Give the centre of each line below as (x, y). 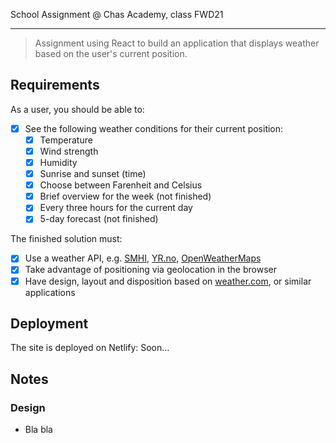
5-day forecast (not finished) (99, 219)
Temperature (66, 140)
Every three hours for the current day (116, 208)
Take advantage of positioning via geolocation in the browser (150, 270)
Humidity (58, 162)
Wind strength (69, 151)
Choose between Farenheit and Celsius (121, 185)
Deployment (49, 323)
